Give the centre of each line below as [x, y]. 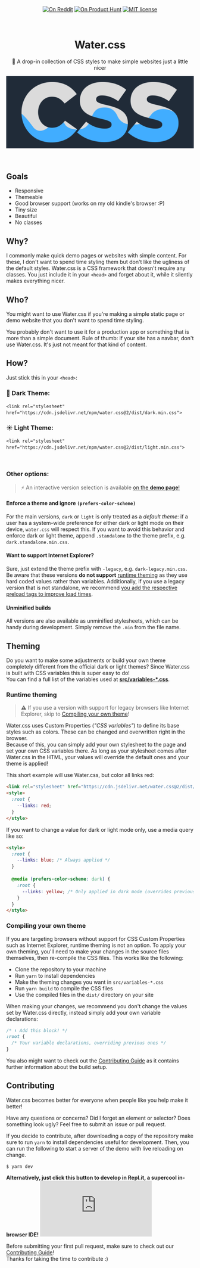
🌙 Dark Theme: [28, 393]
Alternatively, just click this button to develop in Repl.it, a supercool [91, 1177]
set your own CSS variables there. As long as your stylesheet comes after [96, 751]
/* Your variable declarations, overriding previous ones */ [89, 1043]
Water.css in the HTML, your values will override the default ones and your [98, 757]
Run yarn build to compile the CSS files [64, 988]
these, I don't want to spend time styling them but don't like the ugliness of [98, 262]
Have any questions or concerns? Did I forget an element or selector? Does [98, 1118]
